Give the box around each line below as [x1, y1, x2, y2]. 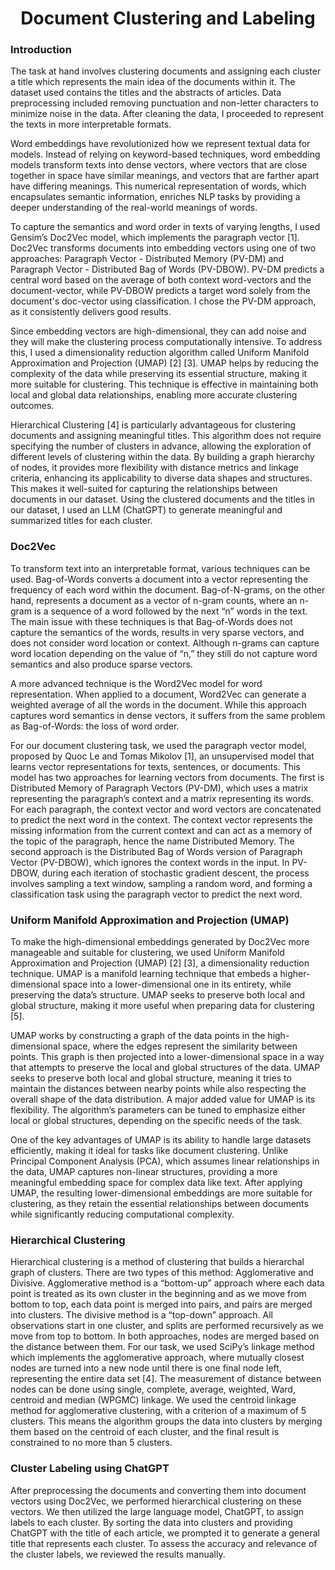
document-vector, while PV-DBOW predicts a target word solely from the [10, 285, 311, 297]
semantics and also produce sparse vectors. [10, 658, 193, 670]
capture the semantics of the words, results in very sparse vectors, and [10, 626, 305, 638]
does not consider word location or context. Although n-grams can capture [10, 637, 320, 649]
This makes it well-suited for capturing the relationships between [10, 483, 278, 495]
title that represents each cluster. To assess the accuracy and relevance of [10, 1537, 318, 1549]
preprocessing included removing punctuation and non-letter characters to [10, 97, 319, 109]
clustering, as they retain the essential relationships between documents [10, 1198, 309, 1210]
